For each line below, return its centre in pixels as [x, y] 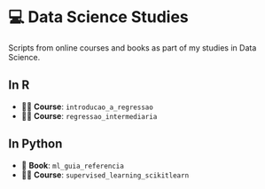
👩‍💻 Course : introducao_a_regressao [87, 106]
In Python [35, 144]
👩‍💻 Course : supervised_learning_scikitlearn [105, 175]
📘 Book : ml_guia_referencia [73, 165]
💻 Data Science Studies [99, 17]
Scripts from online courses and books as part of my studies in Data [132, 47]
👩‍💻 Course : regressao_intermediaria [89, 115]
